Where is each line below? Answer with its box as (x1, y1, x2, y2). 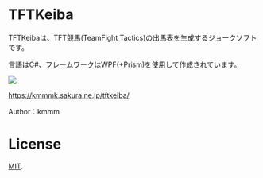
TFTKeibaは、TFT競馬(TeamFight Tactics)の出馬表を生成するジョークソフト (8, 33, 257, 42)
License (8, 135, 62, 153)
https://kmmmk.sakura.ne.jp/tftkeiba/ (8, 90, 130, 100)
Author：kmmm (8, 106, 60, 116)
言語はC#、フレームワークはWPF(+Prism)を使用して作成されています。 (8, 60, 242, 69)
